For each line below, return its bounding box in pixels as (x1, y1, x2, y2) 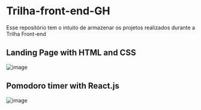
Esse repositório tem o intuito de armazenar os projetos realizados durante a (6, 24, 196, 31)
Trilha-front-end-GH (6, 4, 110, 18)
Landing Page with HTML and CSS (6, 48, 136, 58)
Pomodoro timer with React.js (6, 81, 120, 91)
